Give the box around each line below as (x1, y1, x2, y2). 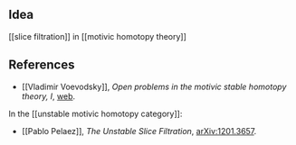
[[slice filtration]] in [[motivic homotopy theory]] (8, 31, 187, 41)
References (8, 58, 75, 73)
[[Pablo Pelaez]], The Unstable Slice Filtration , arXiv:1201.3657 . (21, 125, 257, 136)
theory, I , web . (21, 90, 76, 102)
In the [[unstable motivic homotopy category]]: (8, 108, 183, 119)
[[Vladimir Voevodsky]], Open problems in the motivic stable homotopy (21, 81, 287, 92)
